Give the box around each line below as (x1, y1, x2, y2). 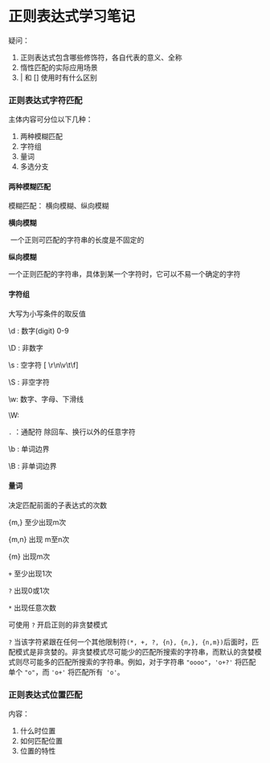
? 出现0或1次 (8, 585, 50, 595)
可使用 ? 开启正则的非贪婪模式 (8, 620, 108, 630)
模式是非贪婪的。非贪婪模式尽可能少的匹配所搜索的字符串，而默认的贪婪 (14, 646, 255, 656)
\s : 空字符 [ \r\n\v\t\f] (8, 359, 79, 370)
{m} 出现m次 (8, 552, 51, 561)
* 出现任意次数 (8, 602, 57, 612)
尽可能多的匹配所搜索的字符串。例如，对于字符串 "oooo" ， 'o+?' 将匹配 (22, 657, 256, 667)
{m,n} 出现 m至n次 (8, 534, 70, 544)
